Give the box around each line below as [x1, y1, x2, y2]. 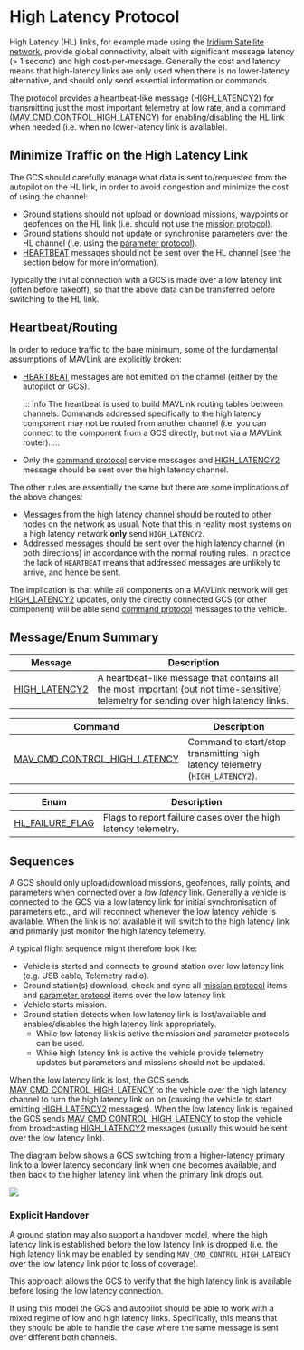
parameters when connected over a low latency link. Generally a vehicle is [9, 887, 287, 898]
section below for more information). [22, 257, 159, 267]
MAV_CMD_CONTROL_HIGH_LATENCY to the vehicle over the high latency [9, 1084, 287, 1095]
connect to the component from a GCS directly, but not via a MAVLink [22, 427, 283, 438]
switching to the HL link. [9, 293, 100, 305]
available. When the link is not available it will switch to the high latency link [9, 916, 290, 927]
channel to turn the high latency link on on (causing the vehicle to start [9, 1094, 272, 1105]
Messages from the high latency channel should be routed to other [22, 509, 271, 520]
